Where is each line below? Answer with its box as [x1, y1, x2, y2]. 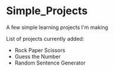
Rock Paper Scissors [14, 46, 66, 54]
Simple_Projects [6, 4, 88, 18]
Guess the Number [14, 53, 61, 60]
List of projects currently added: [6, 35, 84, 42]
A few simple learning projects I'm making [6, 24, 108, 31]
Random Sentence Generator [14, 59, 86, 66]
